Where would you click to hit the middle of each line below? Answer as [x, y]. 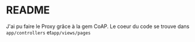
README [28, 10]
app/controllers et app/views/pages [48, 32]
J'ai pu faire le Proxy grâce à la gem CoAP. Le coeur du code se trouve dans [98, 26]
